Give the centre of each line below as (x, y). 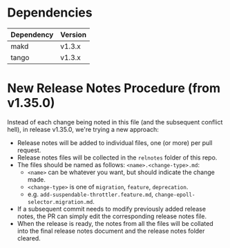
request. (29, 150)
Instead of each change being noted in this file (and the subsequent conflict (115, 122)
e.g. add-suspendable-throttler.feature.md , (90, 194)
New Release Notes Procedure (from (114, 88)
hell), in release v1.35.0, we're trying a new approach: (83, 129)
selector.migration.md (60, 202)
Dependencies (50, 13)
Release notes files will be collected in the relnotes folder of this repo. (117, 158)
